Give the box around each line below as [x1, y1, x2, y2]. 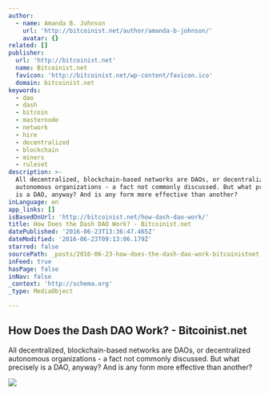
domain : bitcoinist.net [15, 79, 94, 87]
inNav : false [8, 272, 52, 280]
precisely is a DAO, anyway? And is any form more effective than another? [8, 362, 253, 372]
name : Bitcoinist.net [15, 64, 88, 72]
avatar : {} [22, 34, 59, 42]
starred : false [8, 243, 59, 251]
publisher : [8, 49, 45, 57]
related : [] [8, 42, 48, 50]
